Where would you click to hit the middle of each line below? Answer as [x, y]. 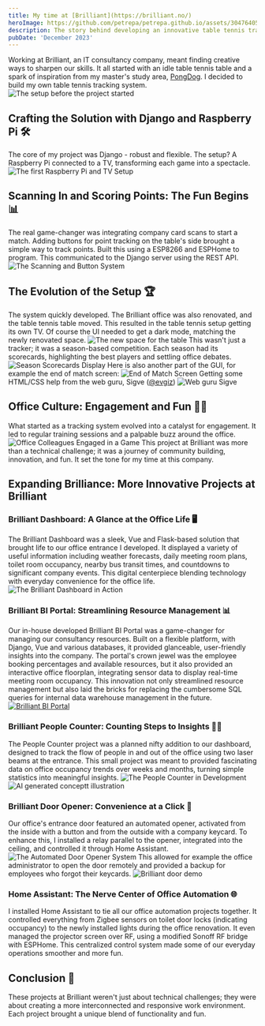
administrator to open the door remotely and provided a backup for [117, 866]
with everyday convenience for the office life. [82, 582]
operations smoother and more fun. [66, 953]
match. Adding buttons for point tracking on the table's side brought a [121, 241]
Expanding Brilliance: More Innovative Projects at [132, 483]
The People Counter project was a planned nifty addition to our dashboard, [130, 743]
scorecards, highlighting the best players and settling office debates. [120, 357]
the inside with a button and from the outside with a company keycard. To [128, 832]
